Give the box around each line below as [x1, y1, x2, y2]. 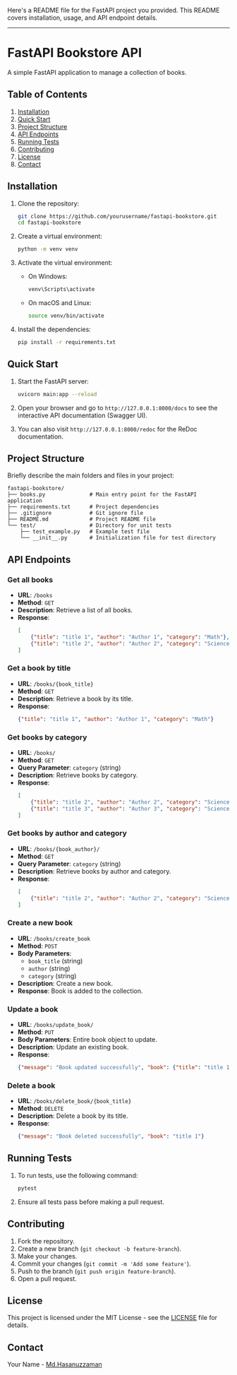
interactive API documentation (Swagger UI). [17, 411, 148, 419]
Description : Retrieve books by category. [17, 770, 138, 779]
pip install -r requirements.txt [17, 338, 116, 345]
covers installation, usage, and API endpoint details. [7, 13, 158, 22]
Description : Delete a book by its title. [17, 1112, 128, 1120]
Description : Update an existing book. [17, 1042, 129, 1051]
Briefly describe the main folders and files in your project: [7, 471, 175, 480]
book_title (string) [28, 956, 83, 965]
